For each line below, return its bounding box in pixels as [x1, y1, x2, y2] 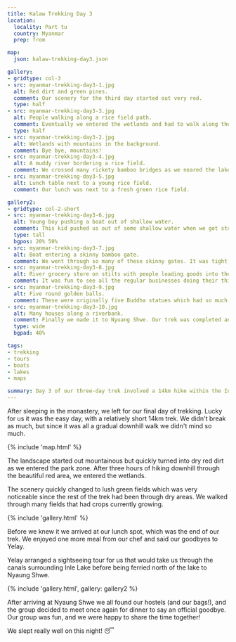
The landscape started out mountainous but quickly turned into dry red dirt [7, 456, 224, 465]
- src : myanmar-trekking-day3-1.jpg [7, 82, 114, 89]
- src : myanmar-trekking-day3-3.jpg [7, 108, 114, 115]
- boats [7, 361, 30, 369]
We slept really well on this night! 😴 [7, 627, 114, 635]
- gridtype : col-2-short [7, 205, 80, 212]
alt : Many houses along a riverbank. [13, 310, 124, 317]
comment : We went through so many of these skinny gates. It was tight [13, 257, 228, 264]
